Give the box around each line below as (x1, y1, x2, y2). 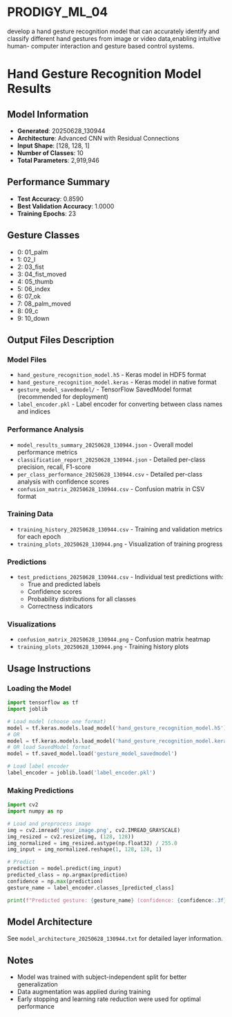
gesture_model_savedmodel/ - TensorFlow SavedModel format (17, 385, 192, 393)
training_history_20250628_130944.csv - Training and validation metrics (17, 524, 223, 533)
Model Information (7, 108, 89, 120)
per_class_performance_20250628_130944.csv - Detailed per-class (17, 470, 202, 478)
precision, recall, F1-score (17, 462, 91, 471)
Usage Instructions (7, 662, 91, 674)
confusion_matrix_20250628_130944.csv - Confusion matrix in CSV (17, 484, 205, 493)
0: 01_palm (17, 247, 48, 256)
